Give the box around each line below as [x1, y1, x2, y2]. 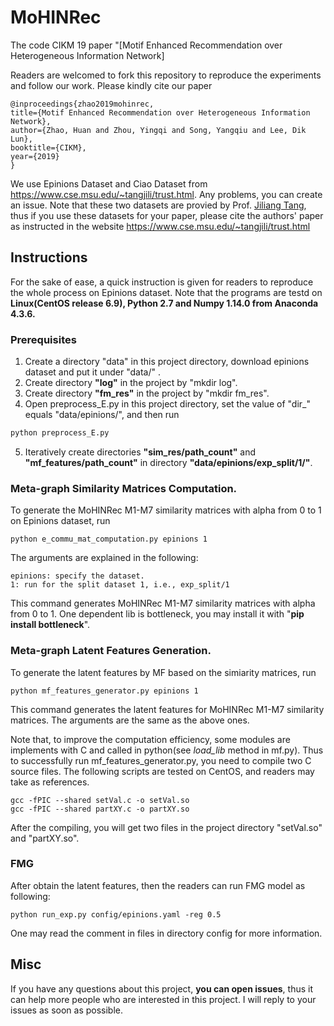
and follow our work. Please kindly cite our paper [10, 79, 213, 91]
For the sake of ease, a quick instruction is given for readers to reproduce [10, 276, 314, 288]
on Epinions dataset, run [10, 515, 111, 527]
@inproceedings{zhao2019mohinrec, [10, 99, 155, 109]
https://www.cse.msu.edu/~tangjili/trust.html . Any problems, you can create [10, 188, 323, 200]
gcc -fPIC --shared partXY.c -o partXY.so [10, 804, 190, 814]
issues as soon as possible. [10, 1004, 123, 1016]
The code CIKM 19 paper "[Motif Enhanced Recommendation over [10, 39, 283, 51]
